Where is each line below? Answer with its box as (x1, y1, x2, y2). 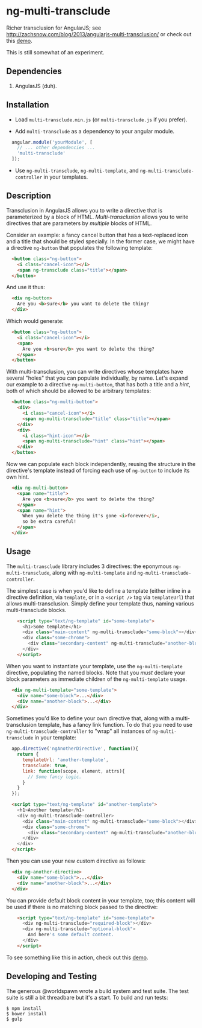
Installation (6, 100, 49, 110)
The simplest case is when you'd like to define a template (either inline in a (6, 587, 191, 594)
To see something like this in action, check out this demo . (6, 954, 148, 961)
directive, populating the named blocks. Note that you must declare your (6, 669, 186, 676)
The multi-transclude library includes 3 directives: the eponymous (6, 563, 173, 570)
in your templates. (43, 173, 88, 180)
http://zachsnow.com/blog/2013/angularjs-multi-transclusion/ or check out (6, 30, 192, 37)
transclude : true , (22, 762, 69, 768)
